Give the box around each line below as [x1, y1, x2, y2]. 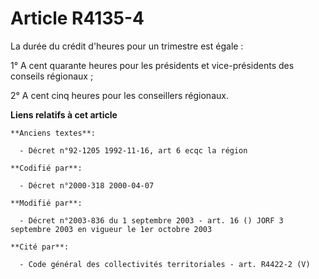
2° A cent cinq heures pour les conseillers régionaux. [10, 89, 229, 101]
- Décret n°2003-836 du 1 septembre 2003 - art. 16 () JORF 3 [19, 215, 284, 226]
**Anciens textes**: [10, 128, 97, 138]
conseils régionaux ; [10, 70, 94, 82]
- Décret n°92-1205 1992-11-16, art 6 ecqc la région [19, 145, 248, 156]
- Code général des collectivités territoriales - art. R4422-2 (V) [19, 259, 311, 269]
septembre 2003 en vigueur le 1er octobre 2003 [10, 224, 213, 234]
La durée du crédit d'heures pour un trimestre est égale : [10, 40, 244, 52]
